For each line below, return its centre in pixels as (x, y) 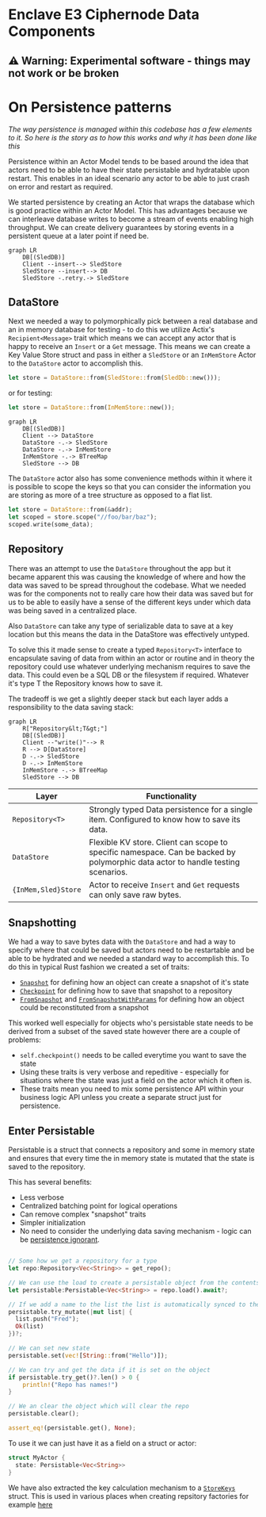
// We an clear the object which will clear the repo (99, 1406)
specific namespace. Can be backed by (162, 852)
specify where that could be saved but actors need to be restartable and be (131, 950)
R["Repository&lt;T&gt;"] (65, 728)
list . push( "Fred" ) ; (47, 1319)
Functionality (171, 796)
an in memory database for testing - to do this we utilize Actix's (112, 330)
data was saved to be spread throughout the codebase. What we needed (127, 585)
